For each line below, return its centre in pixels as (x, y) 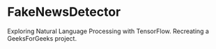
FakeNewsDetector (64, 12)
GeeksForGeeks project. (42, 38)
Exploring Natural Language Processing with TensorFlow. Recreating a (108, 31)
